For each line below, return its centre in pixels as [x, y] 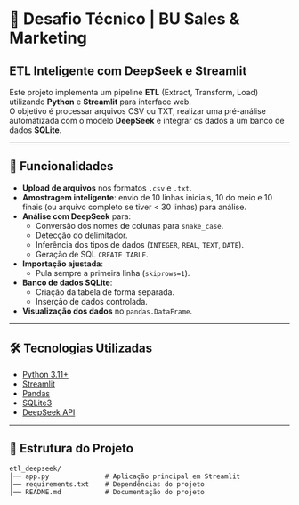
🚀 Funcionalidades [61, 166]
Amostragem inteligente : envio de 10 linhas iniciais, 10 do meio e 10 [147, 197]
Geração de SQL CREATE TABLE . [92, 254]
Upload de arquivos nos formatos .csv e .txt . [107, 188]
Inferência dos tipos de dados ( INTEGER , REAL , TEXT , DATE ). [140, 244]
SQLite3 [37, 403]
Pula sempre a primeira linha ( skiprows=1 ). [113, 273]
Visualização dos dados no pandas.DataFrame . [107, 311]
